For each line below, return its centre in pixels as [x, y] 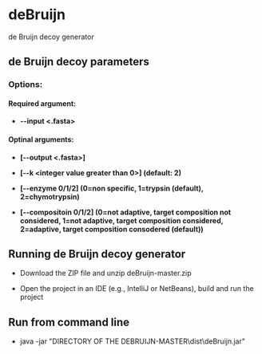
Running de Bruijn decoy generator [97, 254]
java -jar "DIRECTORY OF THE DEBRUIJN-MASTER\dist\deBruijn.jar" [133, 341]
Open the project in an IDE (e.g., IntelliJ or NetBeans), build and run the [137, 289]
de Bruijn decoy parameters [79, 62]
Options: [26, 85]
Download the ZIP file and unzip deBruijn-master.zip [105, 273]
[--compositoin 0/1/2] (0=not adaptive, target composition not [125, 212]
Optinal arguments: [41, 140]
